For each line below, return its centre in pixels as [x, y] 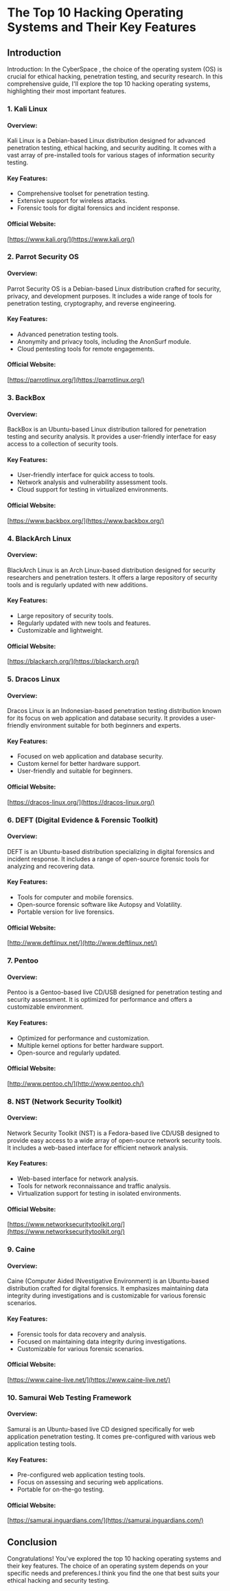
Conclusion [32, 1542]
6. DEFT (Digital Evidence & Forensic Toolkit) [83, 820]
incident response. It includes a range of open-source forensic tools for [108, 859]
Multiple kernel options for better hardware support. [91, 1045]
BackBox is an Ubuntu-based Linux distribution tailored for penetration [107, 429]
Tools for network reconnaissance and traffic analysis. [94, 1186]
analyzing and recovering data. [51, 866]
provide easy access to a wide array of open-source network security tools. [114, 1140]
